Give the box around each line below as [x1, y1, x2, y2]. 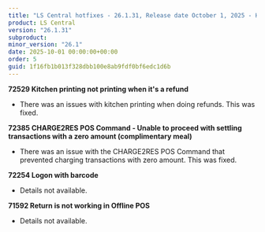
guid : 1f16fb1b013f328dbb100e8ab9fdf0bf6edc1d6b [8, 63, 171, 71]
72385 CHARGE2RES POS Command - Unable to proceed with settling [8, 123, 242, 132]
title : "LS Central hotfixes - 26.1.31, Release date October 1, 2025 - [8, 11, 252, 20]
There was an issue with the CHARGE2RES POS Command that [19, 146, 225, 156]
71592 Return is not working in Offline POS [8, 201, 151, 210]
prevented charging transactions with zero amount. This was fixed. [19, 155, 237, 164]
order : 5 [8, 56, 37, 64]
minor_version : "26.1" [8, 41, 83, 49]
